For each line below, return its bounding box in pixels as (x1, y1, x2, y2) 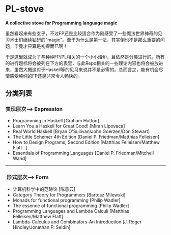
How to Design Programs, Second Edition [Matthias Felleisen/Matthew (12, 139, 160, 145)
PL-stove (5, 3, 44, 15)
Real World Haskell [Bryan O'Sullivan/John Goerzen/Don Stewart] (12, 128, 150, 135)
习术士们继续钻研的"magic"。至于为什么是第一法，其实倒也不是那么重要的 (5, 37, 160, 43)
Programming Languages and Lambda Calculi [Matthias (12, 208, 130, 214)
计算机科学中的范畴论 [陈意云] (12, 186, 75, 192)
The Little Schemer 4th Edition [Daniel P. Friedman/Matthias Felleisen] (12, 133, 160, 140)
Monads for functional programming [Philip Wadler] (12, 197, 121, 203)
